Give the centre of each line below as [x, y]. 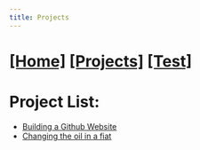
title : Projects [39, 17]
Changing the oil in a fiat [67, 136]
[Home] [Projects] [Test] [101, 61]
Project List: [55, 102]
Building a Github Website [69, 126]
